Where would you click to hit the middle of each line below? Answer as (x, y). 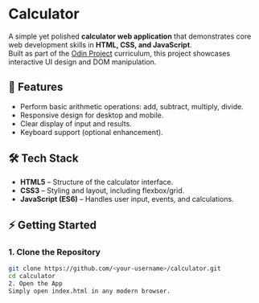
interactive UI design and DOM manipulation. (82, 62)
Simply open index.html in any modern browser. (90, 291)
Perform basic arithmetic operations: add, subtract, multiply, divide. (132, 106)
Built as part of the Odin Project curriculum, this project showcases (119, 53)
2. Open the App (35, 284)
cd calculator (32, 276)
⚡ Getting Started (52, 225)
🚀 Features (36, 87)
